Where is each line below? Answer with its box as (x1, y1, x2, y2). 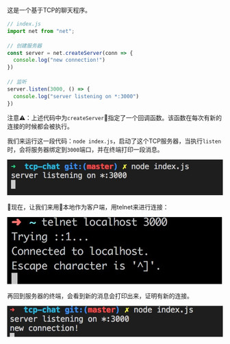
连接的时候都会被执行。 (7, 122, 73, 130)
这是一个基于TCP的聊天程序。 (7, 6, 91, 14)
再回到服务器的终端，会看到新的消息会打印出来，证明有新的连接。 (7, 291, 193, 300)
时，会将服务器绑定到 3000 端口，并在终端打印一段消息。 (7, 145, 164, 153)
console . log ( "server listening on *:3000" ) (13, 93, 139, 100)
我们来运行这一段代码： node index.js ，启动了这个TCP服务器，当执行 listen (7, 137, 221, 145)
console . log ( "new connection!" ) (13, 57, 106, 64)
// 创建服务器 (7, 42, 42, 49)
